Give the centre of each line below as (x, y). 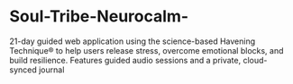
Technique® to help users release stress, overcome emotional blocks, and (146, 50)
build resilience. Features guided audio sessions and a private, (125, 60)
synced (23, 70)
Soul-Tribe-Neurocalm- (99, 17)
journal (52, 70)
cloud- (255, 60)
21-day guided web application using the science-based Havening (133, 41)
